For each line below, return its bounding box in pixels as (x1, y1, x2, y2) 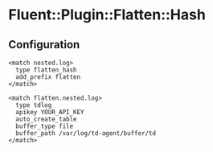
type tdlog (15, 101, 52, 109)
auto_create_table (15, 115, 78, 123)
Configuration (8, 38, 80, 51)
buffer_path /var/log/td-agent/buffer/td (15, 129, 157, 138)
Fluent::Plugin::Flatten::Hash (8, 6, 207, 24)
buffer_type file (15, 122, 74, 130)
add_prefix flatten (15, 73, 81, 81)
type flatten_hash (15, 66, 78, 74)
